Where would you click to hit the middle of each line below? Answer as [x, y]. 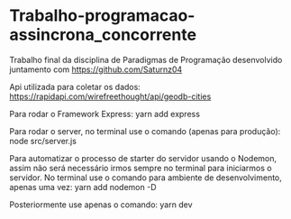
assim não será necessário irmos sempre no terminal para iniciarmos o [141, 168]
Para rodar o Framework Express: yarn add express [105, 114]
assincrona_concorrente [103, 35]
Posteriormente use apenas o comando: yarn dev [101, 205]
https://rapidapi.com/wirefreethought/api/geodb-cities [110, 96]
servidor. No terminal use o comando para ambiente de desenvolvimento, [145, 178]
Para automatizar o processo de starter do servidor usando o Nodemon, [143, 158]
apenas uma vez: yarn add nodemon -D [83, 187]
